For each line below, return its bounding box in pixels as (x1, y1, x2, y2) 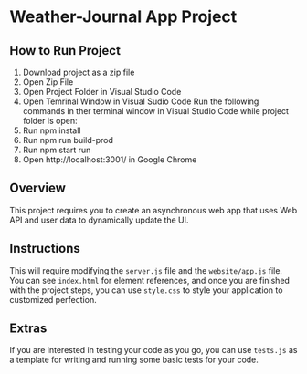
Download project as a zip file (22, 67, 135, 78)
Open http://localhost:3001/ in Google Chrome (22, 154, 197, 165)
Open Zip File (22, 77, 74, 88)
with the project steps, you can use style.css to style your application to (9, 285, 283, 296)
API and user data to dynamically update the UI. (9, 214, 189, 225)
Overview (9, 181, 67, 196)
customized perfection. (9, 294, 98, 305)
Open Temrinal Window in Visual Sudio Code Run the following (22, 96, 259, 107)
